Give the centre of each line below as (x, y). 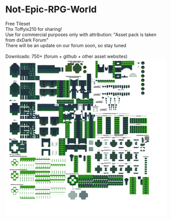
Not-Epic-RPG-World (51, 9)
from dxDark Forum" (27, 40)
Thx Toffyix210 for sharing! (34, 29)
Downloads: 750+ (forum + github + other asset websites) (67, 56)
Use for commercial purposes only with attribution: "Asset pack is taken (81, 34)
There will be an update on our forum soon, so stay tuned (66, 45)
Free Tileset (18, 24)
